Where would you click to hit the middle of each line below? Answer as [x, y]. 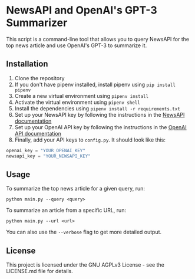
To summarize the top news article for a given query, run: [76, 189]
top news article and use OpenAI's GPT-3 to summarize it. [77, 45]
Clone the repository [39, 78]
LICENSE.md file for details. [39, 271]
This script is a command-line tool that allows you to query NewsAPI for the [98, 39]
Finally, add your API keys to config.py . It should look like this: [90, 140]
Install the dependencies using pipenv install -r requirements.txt [97, 108]
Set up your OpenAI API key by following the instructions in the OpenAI [100, 127]
